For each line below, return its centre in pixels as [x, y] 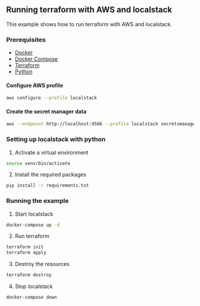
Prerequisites [26, 39]
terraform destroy [29, 275]
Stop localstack [34, 286]
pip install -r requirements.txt [48, 186]
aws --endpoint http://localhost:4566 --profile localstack [82, 124]
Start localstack [34, 214]
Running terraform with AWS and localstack [89, 10]
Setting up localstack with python [56, 140]
